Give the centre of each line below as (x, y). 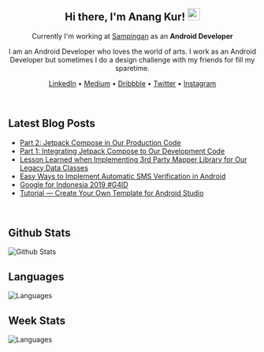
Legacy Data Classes (54, 167)
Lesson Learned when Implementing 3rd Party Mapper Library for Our (133, 159)
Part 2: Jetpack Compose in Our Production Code (100, 142)
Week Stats (37, 320)
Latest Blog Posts (52, 124)
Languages (36, 277)
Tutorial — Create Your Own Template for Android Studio (112, 193)
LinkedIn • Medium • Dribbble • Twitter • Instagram (132, 83)
